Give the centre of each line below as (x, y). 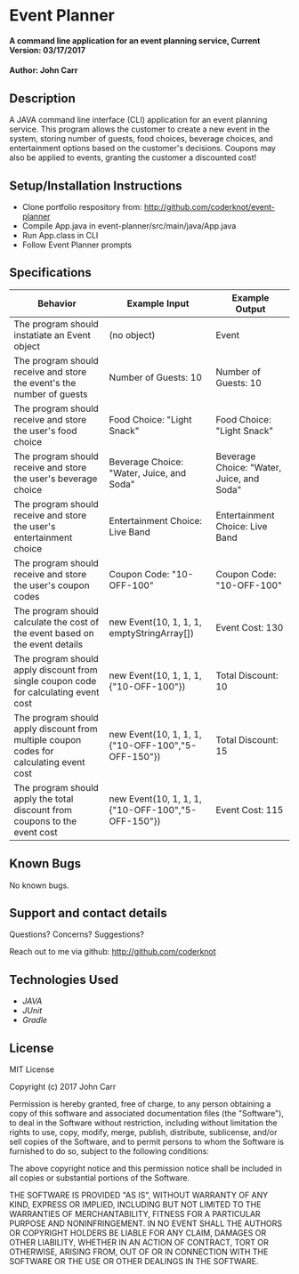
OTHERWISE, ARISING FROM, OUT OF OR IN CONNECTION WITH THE (139, 1252)
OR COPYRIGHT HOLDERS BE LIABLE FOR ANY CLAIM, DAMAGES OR (138, 1233)
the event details (48, 644)
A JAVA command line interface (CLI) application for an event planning (138, 120)
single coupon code (55, 681)
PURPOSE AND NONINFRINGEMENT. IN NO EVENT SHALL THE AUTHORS (146, 1223)
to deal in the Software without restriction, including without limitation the (143, 1123)
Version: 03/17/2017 (48, 50)
